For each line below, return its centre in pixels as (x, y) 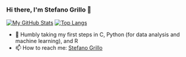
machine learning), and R (46, 41)
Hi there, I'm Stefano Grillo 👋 (49, 10)
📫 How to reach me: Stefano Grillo (59, 48)
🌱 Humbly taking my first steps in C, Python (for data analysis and (98, 35)
